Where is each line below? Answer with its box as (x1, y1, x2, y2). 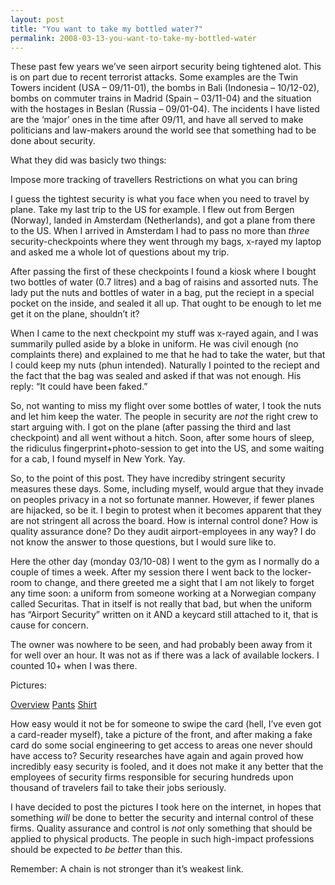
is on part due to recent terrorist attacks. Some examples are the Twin (10, 71, 299, 83)
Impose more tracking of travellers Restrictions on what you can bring (10, 174, 298, 186)
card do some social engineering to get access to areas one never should (10, 739, 313, 751)
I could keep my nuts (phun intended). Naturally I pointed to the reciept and (10, 359, 320, 371)
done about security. (10, 135, 96, 147)
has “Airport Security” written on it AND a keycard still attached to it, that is (10, 609, 319, 621)
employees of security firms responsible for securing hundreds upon (10, 771, 294, 783)
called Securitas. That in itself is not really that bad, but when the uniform (10, 598, 313, 610)
